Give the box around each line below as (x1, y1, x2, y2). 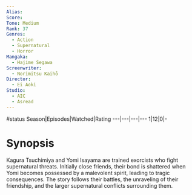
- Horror (12, 48, 34, 54)
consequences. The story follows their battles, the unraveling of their (6, 176, 179, 183)
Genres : (6, 31, 26, 37)
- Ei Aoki (12, 82, 36, 88)
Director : (6, 76, 31, 82)
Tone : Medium (6, 20, 39, 26)
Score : (6, 14, 23, 21)
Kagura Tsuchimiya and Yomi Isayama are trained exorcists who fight (6, 156, 179, 164)
